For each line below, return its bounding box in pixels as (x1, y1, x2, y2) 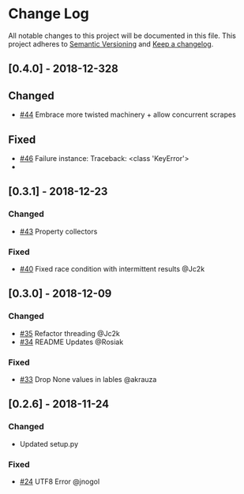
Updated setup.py (19, 439, 79, 448)
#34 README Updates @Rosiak (19, 337, 124, 346)
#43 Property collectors (19, 226, 98, 236)
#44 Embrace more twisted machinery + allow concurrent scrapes (19, 110, 237, 119)
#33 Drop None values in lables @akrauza (19, 374, 157, 384)
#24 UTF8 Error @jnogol (19, 477, 100, 486)
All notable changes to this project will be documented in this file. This (8, 31, 237, 40)
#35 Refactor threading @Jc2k (19, 328, 120, 338)
